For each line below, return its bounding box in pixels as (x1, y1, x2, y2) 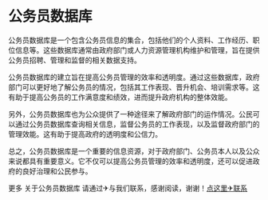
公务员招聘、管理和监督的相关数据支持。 (8, 55, 141, 65)
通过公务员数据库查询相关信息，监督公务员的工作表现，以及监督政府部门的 (14, 119, 260, 129)
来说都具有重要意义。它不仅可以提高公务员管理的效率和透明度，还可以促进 (8, 156, 253, 166)
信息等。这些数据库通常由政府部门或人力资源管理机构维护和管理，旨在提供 (14, 45, 260, 54)
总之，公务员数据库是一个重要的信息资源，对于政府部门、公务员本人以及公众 (8, 146, 260, 156)
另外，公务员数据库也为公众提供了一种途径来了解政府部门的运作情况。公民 (8, 109, 253, 118)
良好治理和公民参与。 (22, 166, 93, 176)
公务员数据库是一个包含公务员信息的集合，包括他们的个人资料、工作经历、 (8, 35, 253, 45)
